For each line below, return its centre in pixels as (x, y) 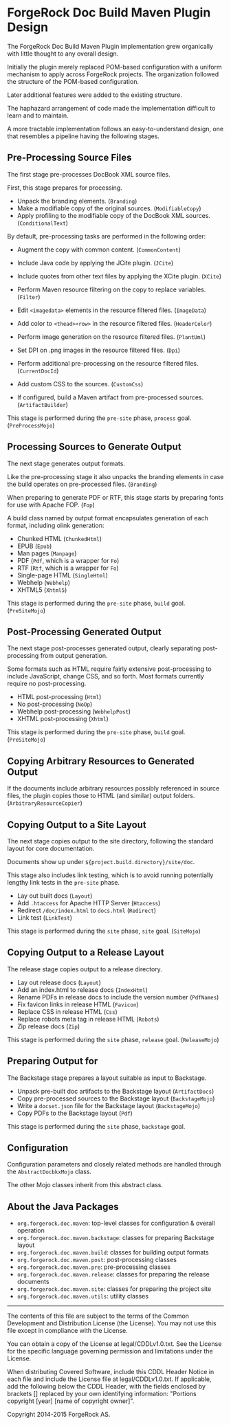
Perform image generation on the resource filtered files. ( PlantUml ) (111, 336)
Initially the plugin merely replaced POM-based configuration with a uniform (114, 67)
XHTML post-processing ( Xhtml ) (63, 719)
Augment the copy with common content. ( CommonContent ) (99, 250)
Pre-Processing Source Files (69, 158)
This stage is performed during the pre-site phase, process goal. (99, 418)
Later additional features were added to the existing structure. (95, 95)
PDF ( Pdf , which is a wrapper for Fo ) (68, 560)
